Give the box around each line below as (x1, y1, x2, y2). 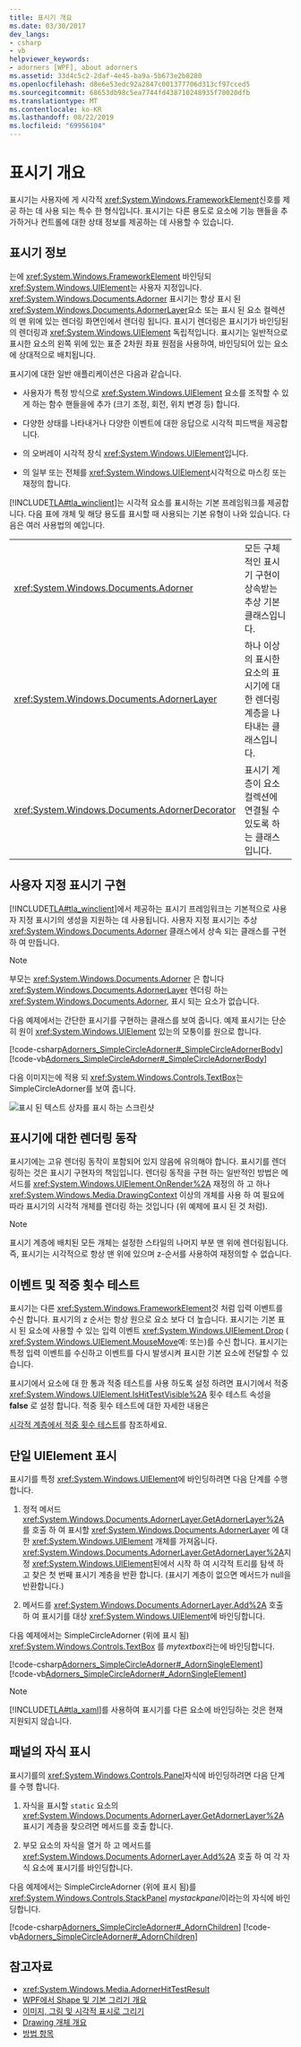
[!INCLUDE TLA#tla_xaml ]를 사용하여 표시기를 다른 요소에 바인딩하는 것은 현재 (9, 1705, 284, 1714)
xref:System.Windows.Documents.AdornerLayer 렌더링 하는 (9, 984, 228, 995)
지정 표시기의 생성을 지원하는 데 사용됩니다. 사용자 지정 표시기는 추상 (18, 914, 258, 925)
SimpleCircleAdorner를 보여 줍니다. (9, 1083, 136, 1093)
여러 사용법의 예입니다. (25, 519, 106, 530)
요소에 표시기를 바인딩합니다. (31, 1861, 133, 1873)
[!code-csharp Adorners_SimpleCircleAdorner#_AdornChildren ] (9, 1922, 242, 1932)
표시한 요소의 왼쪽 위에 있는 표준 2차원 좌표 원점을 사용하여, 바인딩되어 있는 (9, 338, 272, 349)
